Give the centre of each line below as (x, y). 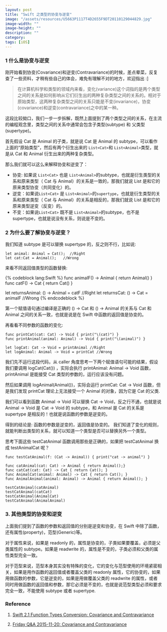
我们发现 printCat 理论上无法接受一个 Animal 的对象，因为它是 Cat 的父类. (85, 391)
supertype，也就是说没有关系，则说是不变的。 (60, 218)
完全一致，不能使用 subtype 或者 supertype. (50, 591)
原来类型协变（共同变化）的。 (43, 188)
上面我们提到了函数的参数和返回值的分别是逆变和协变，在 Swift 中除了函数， (83, 526)
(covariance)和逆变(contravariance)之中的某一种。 (69, 108)
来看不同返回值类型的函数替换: (37, 268)
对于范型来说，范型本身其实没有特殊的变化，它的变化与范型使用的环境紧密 (81, 566)
